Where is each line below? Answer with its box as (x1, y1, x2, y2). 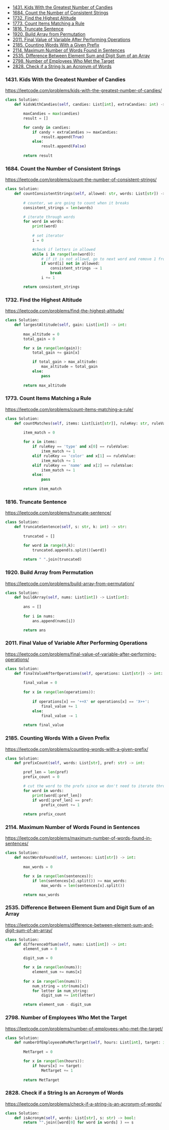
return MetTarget (23, 1077, 59, 1082)
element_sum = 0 (23, 946, 57, 951)
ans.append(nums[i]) (32, 618, 75, 624)
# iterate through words (23, 214, 75, 220)
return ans (23, 627, 46, 633)
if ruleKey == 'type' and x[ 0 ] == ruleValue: (32, 444, 129, 449)
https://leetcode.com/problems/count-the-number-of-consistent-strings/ (5, 177, 157, 183)
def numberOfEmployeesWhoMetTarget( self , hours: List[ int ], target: (14, 1040, 161, 1045)
